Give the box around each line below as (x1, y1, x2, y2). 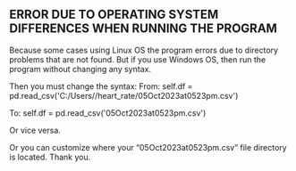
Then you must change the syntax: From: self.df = (9, 80, 193, 92)
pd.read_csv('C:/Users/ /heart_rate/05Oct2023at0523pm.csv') (9, 90, 239, 101)
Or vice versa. (9, 125, 61, 135)
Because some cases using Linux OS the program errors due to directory (9, 45, 279, 55)
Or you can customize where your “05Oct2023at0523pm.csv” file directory (9, 142, 288, 152)
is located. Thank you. (9, 151, 91, 162)
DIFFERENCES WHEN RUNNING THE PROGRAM (9, 21, 277, 37)
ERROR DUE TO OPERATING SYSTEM (9, 7, 219, 22)
